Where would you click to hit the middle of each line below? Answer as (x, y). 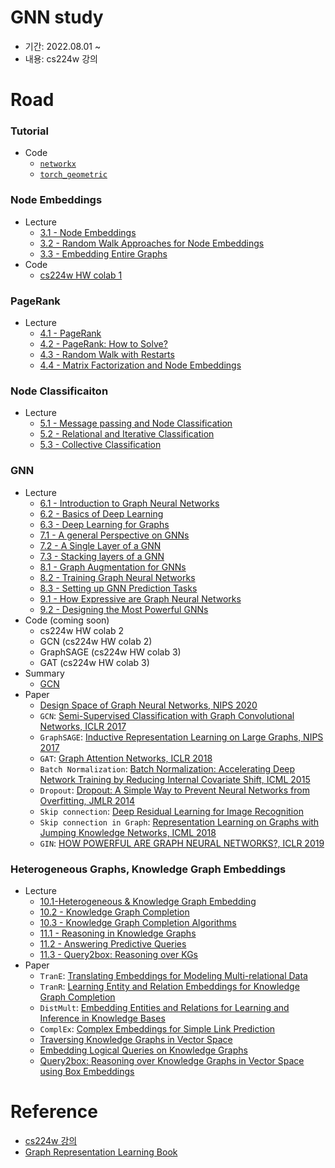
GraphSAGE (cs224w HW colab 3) (110, 652)
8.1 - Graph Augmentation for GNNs (113, 567)
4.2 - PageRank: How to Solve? (103, 344)
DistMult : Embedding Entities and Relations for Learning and (164, 1007)
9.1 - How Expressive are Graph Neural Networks (140, 598)
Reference (54, 1112)
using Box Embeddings (87, 1071)
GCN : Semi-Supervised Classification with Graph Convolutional (167, 715)
